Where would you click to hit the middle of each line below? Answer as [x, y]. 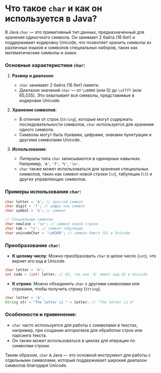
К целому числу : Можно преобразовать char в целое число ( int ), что [84, 256]
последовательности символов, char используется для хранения [87, 124]
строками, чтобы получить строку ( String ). [56, 289]
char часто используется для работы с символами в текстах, [75, 325]
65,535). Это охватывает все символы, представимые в [77, 95]
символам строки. [31, 345]
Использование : [29, 149]
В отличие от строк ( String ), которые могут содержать [76, 119]
